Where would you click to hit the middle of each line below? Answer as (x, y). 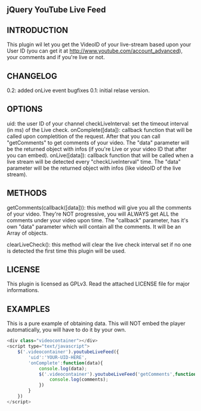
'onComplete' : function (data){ (66, 363)
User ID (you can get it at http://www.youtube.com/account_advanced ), (95, 51)
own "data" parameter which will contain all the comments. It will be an (94, 226)
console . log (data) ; (63, 369)
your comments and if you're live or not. (56, 57)
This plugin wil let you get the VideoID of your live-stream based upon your (99, 45)
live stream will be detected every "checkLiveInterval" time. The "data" (94, 161)
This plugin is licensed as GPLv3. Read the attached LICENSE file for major (98, 284)
